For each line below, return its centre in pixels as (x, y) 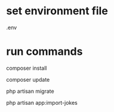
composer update (28, 79)
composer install (27, 68)
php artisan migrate (30, 91)
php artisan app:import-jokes (42, 102)
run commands (44, 52)
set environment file (57, 11)
